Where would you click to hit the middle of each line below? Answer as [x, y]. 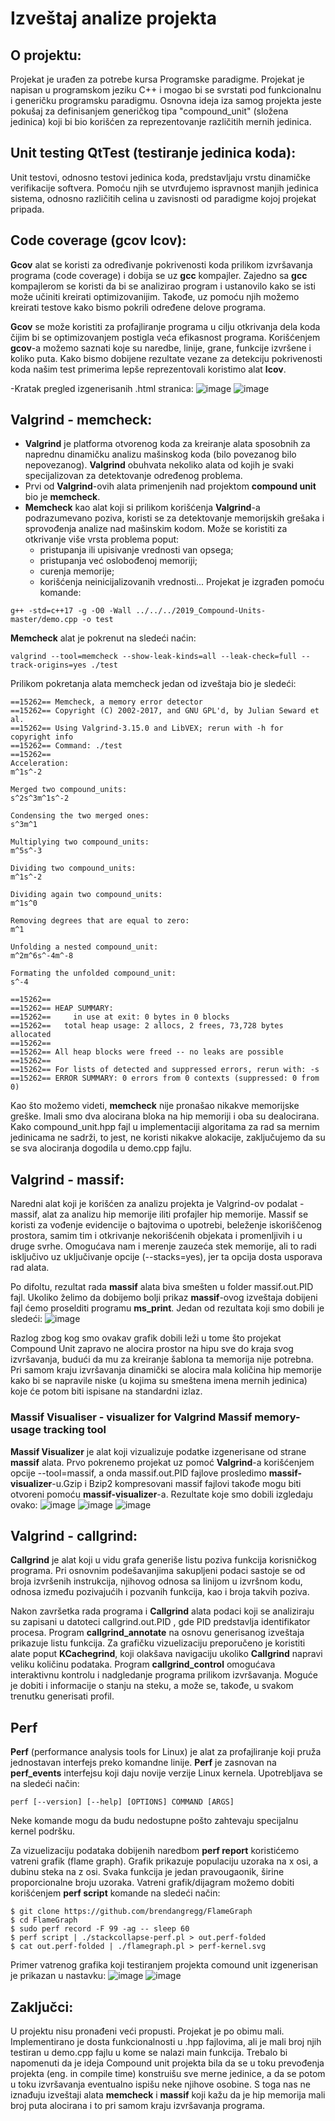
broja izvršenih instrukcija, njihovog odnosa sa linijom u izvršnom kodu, [156, 1581]
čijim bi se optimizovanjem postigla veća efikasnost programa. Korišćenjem [165, 337]
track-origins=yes [48, 665]
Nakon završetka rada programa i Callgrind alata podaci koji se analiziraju [162, 1611]
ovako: [24, 1504]
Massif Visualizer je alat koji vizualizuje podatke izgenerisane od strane [158, 1451]
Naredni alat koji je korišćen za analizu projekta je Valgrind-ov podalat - [157, 1204]
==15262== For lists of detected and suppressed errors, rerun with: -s [165, 1070]
